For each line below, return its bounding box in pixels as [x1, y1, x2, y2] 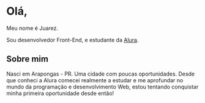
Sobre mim [6, 54, 49, 65]
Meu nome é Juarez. [6, 24, 59, 32]
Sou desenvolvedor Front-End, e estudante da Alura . [6, 36, 139, 43]
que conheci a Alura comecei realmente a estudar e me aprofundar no [6, 76, 184, 83]
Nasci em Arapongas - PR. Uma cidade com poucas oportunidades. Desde [6, 70, 195, 77]
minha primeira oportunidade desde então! [6, 90, 114, 97]
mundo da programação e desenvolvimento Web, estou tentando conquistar [6, 83, 199, 90]
